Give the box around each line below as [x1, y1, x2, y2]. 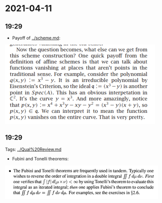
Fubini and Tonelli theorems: [12, 156, 69, 161]
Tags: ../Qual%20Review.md [5, 146, 62, 152]
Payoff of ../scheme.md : [12, 35, 61, 41]
